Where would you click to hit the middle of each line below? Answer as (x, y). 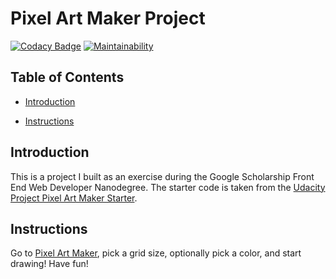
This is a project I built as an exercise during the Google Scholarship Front (162, 176)
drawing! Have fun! (49, 264)
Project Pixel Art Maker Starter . (74, 198)
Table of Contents (67, 77)
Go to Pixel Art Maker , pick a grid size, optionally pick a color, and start (156, 253)
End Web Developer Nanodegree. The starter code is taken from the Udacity (168, 187)
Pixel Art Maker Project (108, 18)
